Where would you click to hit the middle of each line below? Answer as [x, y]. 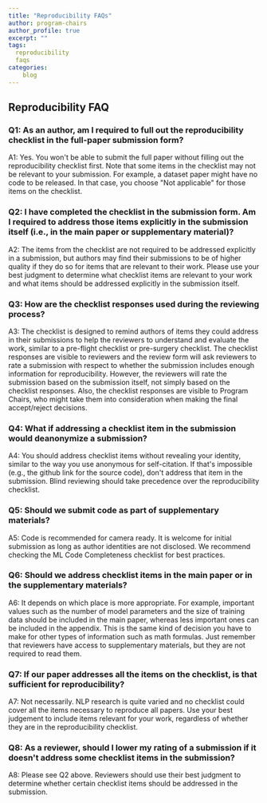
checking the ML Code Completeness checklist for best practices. [117, 555]
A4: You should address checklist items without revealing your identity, [125, 456]
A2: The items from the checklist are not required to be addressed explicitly [132, 249]
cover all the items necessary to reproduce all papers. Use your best [121, 710]
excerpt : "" [28, 38]
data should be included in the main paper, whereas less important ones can [133, 619]
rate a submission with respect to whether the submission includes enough [132, 365]
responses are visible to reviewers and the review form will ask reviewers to [132, 357]
